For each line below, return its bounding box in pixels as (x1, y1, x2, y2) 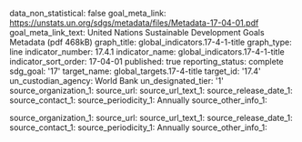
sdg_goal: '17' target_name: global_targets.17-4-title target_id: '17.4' (9, 66, 261, 76)
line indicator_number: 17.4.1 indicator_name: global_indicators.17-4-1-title (9, 46, 285, 57)
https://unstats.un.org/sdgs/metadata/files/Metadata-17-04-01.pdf (9, 17, 259, 28)
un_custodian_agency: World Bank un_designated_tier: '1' (9, 76, 225, 86)
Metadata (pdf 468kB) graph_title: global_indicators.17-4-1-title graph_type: (9, 36, 293, 47)
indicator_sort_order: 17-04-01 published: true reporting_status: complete (9, 56, 284, 66)
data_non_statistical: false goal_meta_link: (9, 8, 166, 18)
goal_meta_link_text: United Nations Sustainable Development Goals (9, 27, 266, 37)
